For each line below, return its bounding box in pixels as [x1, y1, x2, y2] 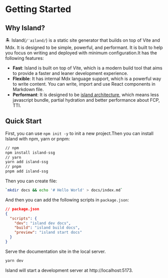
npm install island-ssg [5, 150, 55, 155]
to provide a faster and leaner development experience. [12, 71, 129, 76]
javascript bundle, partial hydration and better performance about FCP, [12, 97, 160, 103]
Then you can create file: [5, 178, 57, 184]
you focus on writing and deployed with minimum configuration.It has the [5, 50, 157, 56]
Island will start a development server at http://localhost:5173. [5, 267, 133, 273]
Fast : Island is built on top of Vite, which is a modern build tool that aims [12, 65, 162, 71]
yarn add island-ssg [5, 160, 49, 165]
